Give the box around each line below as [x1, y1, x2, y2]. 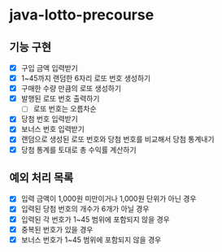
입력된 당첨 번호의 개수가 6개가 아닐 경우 [20, 204, 150, 214]
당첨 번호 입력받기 [20, 114, 78, 124]
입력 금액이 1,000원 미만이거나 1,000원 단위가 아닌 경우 [20, 193, 197, 204]
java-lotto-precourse [9, 6, 155, 24]
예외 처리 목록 [9, 171, 74, 185]
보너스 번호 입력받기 [20, 124, 85, 134]
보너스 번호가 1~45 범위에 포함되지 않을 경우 [20, 234, 162, 245]
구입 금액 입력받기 [20, 63, 78, 72]
